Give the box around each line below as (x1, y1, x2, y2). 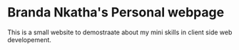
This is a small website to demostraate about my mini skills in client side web (7, 28, 233, 36)
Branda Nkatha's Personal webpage (7, 4, 225, 21)
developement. (7, 35, 52, 44)
